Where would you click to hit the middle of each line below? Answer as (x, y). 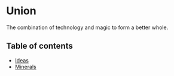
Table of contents (39, 46)
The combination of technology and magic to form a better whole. (87, 27)
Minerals (26, 66)
